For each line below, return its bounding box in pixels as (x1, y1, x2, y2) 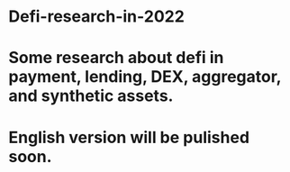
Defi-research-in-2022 (8, 6, 186, 27)
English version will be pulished (8, 127, 249, 148)
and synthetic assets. (8, 86, 174, 106)
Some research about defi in (8, 48, 224, 68)
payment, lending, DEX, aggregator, (8, 67, 282, 87)
